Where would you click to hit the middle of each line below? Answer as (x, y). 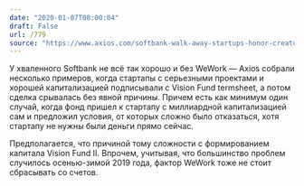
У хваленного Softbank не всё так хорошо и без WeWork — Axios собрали (152, 69)
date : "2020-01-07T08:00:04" (64, 18)
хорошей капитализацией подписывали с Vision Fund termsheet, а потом (150, 88)
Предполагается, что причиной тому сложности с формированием (139, 144)
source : (24, 43)
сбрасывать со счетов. (54, 172)
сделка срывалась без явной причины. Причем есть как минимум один (149, 98)
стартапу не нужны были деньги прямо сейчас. (102, 126)
